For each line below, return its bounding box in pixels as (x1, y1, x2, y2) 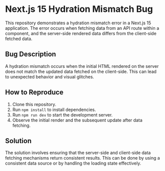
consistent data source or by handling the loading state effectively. (5, 160, 141, 167)
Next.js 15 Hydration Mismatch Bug (5, 3, 153, 15)
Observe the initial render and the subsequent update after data (12, 117, 143, 123)
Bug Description (5, 50, 56, 58)
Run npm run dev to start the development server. (12, 112, 113, 117)
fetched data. (5, 36, 33, 42)
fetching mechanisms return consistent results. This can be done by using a (5, 155, 160, 161)
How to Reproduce (5, 88, 63, 97)
